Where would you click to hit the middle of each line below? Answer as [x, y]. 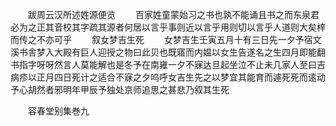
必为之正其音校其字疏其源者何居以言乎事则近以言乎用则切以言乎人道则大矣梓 [168, 27]
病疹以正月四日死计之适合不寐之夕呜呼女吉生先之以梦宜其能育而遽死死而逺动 [168, 77]
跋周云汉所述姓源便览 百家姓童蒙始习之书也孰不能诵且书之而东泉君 [173, 14]
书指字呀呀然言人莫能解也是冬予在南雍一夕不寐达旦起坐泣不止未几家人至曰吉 [168, 64]
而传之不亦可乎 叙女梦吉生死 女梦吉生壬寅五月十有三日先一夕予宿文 [166, 39]
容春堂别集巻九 [58, 111]
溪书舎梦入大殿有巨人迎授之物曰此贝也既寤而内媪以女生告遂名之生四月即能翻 [168, 52]
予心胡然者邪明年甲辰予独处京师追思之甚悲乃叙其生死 [120, 89]
